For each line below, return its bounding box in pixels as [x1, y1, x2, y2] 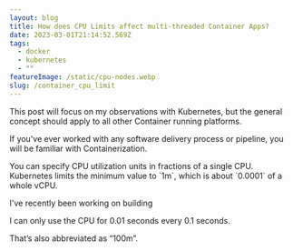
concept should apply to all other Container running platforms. [9, 115, 242, 126]
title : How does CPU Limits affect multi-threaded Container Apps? [9, 22, 270, 31]
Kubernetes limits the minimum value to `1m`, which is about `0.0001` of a [9, 170, 283, 181]
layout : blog [9, 13, 59, 23]
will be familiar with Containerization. [9, 143, 148, 154]
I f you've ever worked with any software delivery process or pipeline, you [9, 133, 284, 144]
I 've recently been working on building [9, 197, 153, 208]
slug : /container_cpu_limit [9, 81, 116, 90]
